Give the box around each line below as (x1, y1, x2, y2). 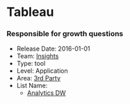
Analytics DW (26, 89, 67, 97)
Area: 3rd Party (16, 74, 60, 83)
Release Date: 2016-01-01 (16, 44, 91, 53)
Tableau (6, 4, 54, 20)
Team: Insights (16, 52, 59, 60)
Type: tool (16, 60, 46, 68)
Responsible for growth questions (6, 29, 124, 39)
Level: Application (16, 67, 68, 75)
